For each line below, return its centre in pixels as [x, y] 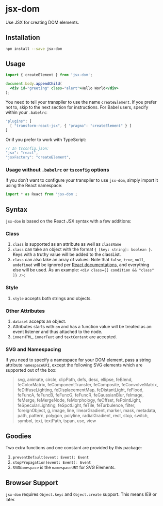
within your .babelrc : [27, 112]
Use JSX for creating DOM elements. [42, 22]
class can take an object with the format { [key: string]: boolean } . [82, 249]
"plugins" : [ [19, 121]
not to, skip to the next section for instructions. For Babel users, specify [77, 107]
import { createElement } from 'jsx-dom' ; [49, 75]
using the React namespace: [34, 186]
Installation [23, 38]
